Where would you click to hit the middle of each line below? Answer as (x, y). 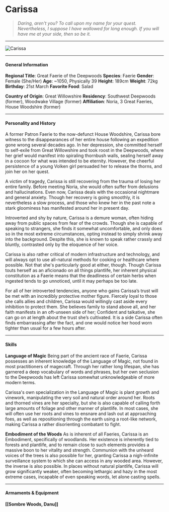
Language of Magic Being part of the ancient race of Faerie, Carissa (76, 356)
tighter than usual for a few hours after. (46, 328)
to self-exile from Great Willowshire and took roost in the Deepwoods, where (84, 150)
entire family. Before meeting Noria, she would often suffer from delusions (82, 187)
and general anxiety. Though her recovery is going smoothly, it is (72, 198)
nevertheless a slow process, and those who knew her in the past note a (80, 203)
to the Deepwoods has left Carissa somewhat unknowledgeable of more (80, 377)
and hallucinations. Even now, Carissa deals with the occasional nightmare (82, 192)
